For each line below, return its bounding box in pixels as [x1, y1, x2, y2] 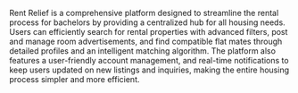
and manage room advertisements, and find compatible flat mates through [9, 36, 283, 46]
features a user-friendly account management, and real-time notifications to [9, 55, 289, 65]
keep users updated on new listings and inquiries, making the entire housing [9, 64, 290, 75]
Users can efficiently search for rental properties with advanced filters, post [9, 27, 288, 37]
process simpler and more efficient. [9, 74, 140, 84]
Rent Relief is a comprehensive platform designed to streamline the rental [9, 8, 279, 18]
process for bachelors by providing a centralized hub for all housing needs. [9, 17, 286, 28]
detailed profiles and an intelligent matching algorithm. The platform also [9, 46, 277, 56]
